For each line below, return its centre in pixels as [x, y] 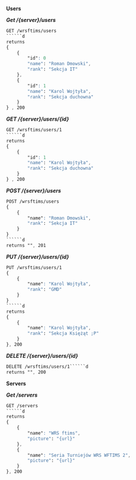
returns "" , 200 [26, 372]
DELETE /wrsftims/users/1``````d [47, 367]
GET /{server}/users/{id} [38, 119]
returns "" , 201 [26, 245]
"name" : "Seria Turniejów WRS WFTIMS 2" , [79, 455]
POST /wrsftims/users [33, 201]
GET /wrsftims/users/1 [34, 130]
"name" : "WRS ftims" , [54, 433]
